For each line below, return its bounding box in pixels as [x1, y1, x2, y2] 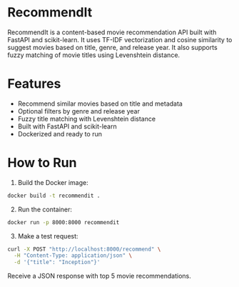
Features [7, 76, 61, 92]
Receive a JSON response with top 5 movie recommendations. [7, 272, 191, 281]
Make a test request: [17, 231, 78, 240]
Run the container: [17, 205, 73, 213]
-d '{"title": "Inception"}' [14, 258, 101, 266]
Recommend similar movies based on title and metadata [17, 99, 183, 108]
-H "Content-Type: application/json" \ [14, 252, 133, 259]
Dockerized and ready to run [17, 129, 102, 138]
